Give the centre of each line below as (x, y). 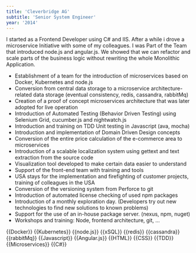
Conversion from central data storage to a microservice (82, 89)
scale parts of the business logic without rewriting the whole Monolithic (93, 58)
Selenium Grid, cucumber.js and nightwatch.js (71, 120)
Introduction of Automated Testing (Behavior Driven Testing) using (95, 113)
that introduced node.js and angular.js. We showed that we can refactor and (98, 52)
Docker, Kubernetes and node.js (54, 82)
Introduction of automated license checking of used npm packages (96, 195)
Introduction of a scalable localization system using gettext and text (97, 151)
